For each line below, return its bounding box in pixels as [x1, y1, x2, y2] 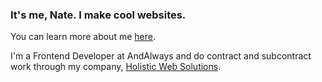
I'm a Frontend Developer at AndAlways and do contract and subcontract [10, 50, 312, 62]
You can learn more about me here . [10, 31, 156, 43]
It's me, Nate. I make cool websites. [10, 8, 187, 22]
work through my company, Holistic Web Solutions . [10, 61, 222, 73]
